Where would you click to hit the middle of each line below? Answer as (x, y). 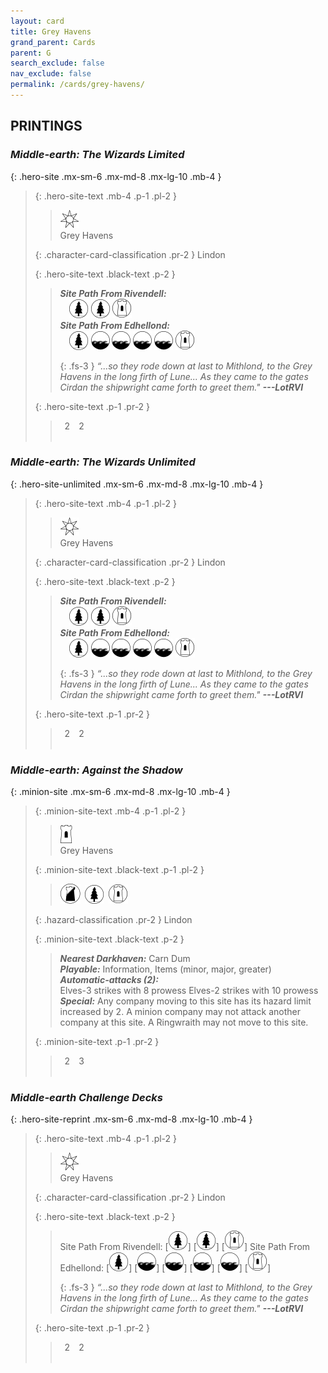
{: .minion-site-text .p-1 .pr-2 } (97, 1042)
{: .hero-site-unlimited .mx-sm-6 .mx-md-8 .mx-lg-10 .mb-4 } (137, 484)
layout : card (37, 21)
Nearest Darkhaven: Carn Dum (125, 959)
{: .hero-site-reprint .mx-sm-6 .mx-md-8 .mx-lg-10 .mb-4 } (131, 1119)
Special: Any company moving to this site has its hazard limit (185, 1001)
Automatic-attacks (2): (109, 980)
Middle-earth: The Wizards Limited (97, 155)
